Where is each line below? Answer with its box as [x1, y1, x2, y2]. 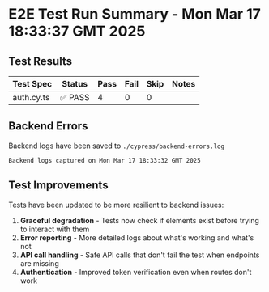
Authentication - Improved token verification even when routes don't [19, 267, 252, 277]
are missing [19, 258, 59, 268]
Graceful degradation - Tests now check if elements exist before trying [19, 215, 259, 225]
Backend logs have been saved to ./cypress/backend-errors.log [8, 141, 225, 150]
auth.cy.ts [12, 92, 50, 103]
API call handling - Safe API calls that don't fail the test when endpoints [19, 250, 260, 260]
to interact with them [19, 224, 90, 234]
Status [62, 78, 88, 89]
